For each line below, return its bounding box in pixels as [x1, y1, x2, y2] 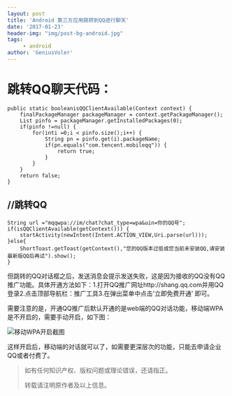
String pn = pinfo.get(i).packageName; [44, 135, 161, 142]
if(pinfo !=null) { [20, 123, 77, 130]
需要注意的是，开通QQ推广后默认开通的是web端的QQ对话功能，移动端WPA [7, 304, 224, 312]
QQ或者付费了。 [7, 351, 54, 360]
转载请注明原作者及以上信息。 [24, 381, 110, 389]
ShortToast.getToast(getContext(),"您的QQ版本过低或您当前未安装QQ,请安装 [20, 245, 226, 252]
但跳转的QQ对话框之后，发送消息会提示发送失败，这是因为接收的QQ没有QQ [7, 272, 226, 280]
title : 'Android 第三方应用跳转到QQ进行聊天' [7, 17, 129, 24]
